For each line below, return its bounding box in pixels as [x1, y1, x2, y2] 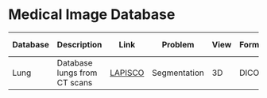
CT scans [56, 77, 93, 88]
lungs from [56, 67, 98, 78]
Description [56, 39, 103, 50]
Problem [161, 39, 195, 50]
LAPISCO [110, 67, 145, 78]
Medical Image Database [8, 6, 176, 24]
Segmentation [152, 67, 204, 78]
